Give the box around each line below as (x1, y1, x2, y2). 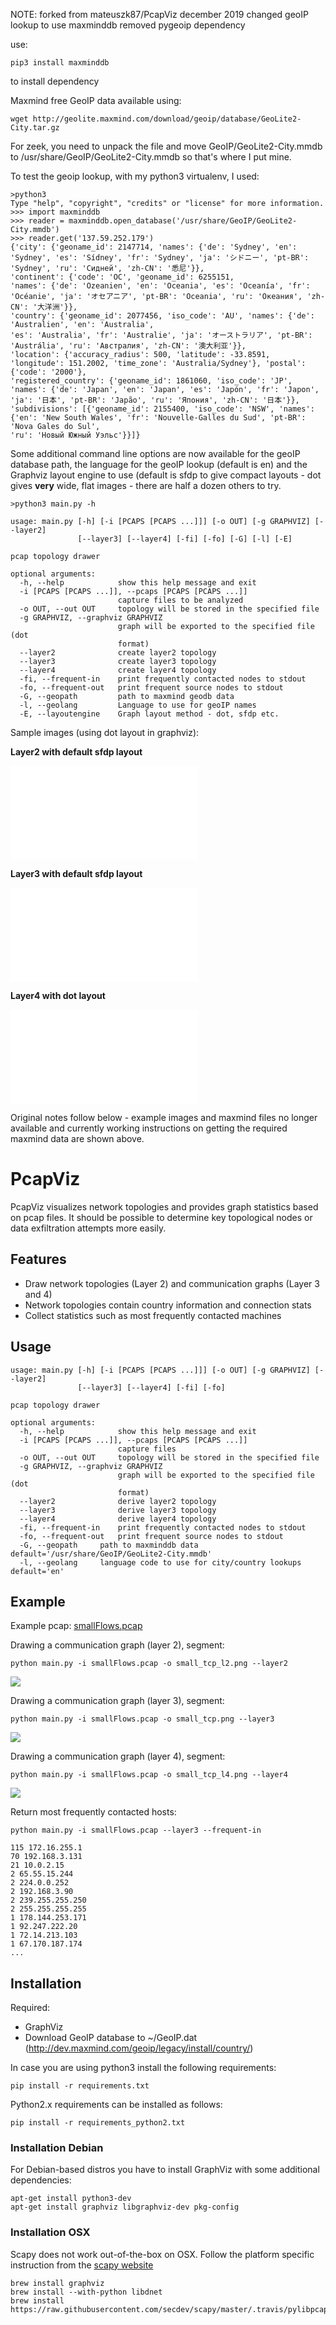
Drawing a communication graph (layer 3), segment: (10, 1695, 225, 1707)
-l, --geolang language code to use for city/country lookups (19, 1557, 302, 1568)
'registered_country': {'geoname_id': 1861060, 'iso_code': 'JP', (10, 376, 293, 386)
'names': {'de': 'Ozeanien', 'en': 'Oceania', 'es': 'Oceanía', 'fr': (10, 281, 311, 291)
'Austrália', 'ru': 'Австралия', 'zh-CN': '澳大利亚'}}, (10, 341, 247, 351)
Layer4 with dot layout (10, 990, 106, 1001)
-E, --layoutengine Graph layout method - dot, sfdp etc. (19, 709, 280, 719)
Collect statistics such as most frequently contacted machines (24, 1309, 282, 1321)
